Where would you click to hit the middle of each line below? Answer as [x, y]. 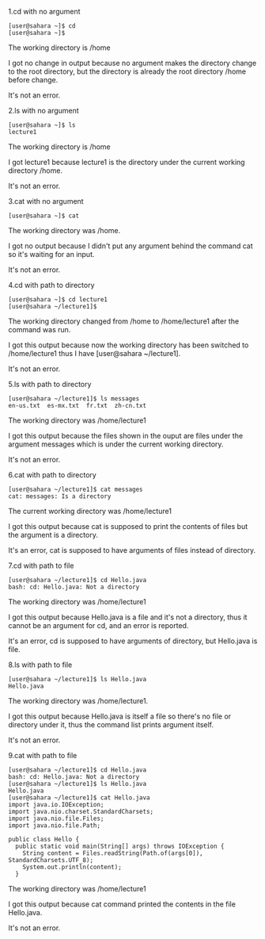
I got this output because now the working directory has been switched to [129, 345]
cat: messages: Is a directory [60, 496]
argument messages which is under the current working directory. [116, 444]
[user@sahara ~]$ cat [44, 216]
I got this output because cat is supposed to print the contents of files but [128, 526]
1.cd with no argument [44, 11]
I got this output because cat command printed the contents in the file [122, 904]
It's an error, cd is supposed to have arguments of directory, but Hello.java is [133, 641]
